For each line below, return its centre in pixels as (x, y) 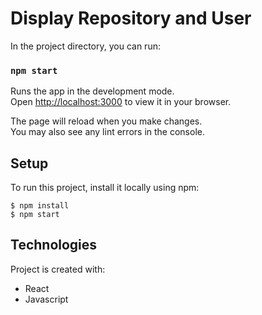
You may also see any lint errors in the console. (107, 132)
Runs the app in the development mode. (92, 91)
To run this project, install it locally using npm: (105, 188)
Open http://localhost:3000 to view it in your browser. (121, 102)
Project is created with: (58, 269)
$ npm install (40, 206)
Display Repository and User (131, 18)
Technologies (54, 245)
